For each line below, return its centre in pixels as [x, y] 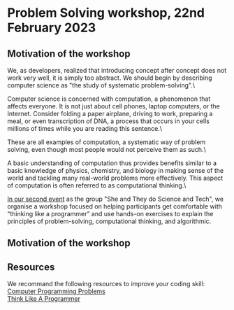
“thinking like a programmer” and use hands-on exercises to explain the [110, 214]
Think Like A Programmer [44, 299]
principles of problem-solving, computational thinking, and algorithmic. [109, 221]
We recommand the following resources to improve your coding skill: [106, 284]
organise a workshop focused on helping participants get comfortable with [115, 206]
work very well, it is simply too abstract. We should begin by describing [110, 78]
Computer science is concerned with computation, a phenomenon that [109, 99]
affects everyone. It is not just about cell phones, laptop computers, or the [114, 106]
